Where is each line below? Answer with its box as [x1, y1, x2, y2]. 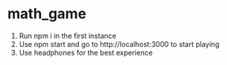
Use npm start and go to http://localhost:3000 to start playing [18, 39, 220, 48]
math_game [7, 5, 87, 23]
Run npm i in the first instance [18, 31, 116, 40]
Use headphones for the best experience [18, 48, 153, 57]
